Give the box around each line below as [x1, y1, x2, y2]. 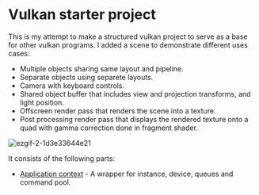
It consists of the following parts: [8, 153, 116, 163]
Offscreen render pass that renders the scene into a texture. [19, 105, 216, 116]
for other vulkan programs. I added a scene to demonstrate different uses [8, 40, 248, 49]
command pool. [19, 177, 71, 187]
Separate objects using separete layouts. [19, 72, 154, 82]
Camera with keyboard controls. [19, 81, 125, 90]
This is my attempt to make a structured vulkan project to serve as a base [8, 32, 248, 41]
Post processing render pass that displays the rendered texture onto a [19, 114, 249, 124]
